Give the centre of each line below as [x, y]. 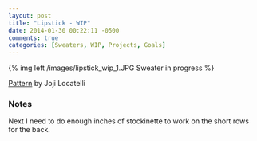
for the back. [29, 130]
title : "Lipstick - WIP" [49, 23]
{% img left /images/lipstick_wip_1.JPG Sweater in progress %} [111, 68]
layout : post [30, 16]
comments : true [34, 38]
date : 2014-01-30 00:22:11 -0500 [64, 30]
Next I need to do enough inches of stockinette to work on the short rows [129, 121]
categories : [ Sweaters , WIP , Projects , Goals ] [87, 45]
